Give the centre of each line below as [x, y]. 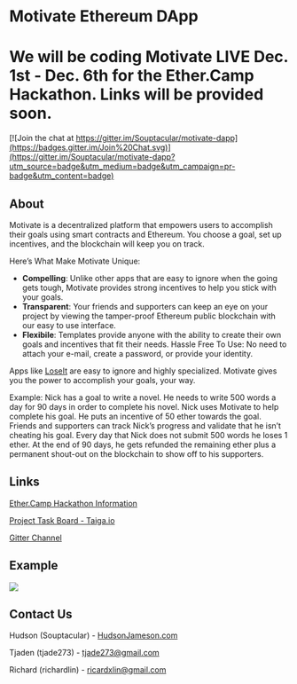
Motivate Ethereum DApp [104, 16]
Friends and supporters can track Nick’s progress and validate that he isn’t [145, 425]
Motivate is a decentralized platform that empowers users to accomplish [141, 224]
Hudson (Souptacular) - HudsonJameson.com [94, 635]
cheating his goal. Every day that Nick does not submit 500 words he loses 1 [148, 435]
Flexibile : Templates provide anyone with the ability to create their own [152, 334]
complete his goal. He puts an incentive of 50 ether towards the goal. [135, 416]
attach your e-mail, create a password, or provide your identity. [137, 353]
